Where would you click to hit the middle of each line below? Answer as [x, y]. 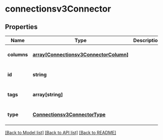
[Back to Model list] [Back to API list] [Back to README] [61, 132]
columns [18, 54]
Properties [21, 27]
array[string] [48, 94]
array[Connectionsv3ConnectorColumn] [81, 54]
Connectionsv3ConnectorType [69, 115]
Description [147, 40]
